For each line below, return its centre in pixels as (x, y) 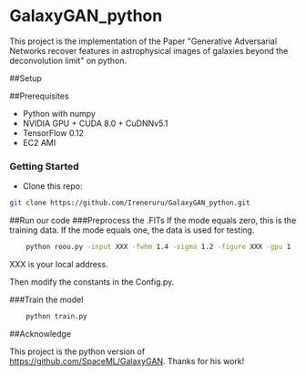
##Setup (26, 78)
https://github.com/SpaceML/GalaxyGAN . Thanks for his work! (127, 360)
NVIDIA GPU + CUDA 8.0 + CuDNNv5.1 (95, 123)
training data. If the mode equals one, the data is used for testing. (132, 230)
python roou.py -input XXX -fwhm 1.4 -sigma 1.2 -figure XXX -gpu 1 (158, 247)
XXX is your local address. (59, 264)
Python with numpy (59, 113)
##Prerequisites (40, 96)
